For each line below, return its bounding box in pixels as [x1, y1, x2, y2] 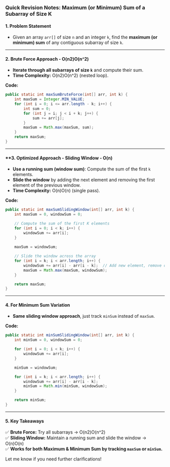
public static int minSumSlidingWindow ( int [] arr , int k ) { [5, 333, 135, 338]
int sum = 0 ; [23, 106, 51, 111]
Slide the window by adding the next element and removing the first [12, 177, 155, 183]
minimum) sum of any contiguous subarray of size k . [12, 39, 124, 46]
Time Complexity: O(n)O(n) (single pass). [12, 188, 100, 194]
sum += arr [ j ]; [32, 115, 65, 120]
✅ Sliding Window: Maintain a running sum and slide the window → [5, 435, 147, 441]
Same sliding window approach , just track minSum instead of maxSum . [12, 313, 155, 319]
